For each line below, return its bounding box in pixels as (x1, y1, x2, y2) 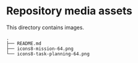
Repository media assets (6, 4, 133, 18)
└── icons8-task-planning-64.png (6, 51, 90, 57)
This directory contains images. (6, 24, 85, 31)
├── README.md (6, 40, 42, 46)
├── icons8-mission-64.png (6, 46, 74, 52)
